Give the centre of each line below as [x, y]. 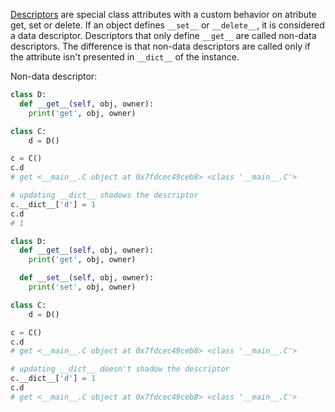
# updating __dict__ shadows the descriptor [104, 195]
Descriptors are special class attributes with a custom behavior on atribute [163, 14]
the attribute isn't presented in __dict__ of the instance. [125, 57]
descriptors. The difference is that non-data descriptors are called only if [160, 46]
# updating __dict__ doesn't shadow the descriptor [120, 369]
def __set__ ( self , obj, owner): [87, 278]
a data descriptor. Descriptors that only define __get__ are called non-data [163, 35]
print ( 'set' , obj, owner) [82, 287]
